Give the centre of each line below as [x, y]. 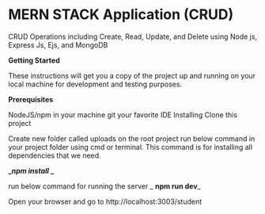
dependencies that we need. [55, 155]
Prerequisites [31, 99]
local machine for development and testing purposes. [95, 84]
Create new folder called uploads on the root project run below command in [132, 138]
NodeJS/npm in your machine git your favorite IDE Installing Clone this [123, 115]
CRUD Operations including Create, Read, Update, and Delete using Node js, [133, 36]
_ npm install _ [31, 170]
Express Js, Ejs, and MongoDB [58, 44]
